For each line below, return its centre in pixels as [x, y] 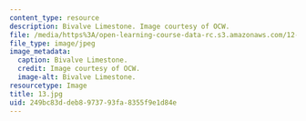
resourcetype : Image [49, 86]
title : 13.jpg [36, 94]
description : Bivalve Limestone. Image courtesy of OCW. [120, 26]
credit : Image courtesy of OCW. [79, 69]
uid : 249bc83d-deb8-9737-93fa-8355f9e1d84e [93, 102]
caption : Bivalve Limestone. [73, 60]
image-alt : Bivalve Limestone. [77, 77]
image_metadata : [40, 52]
